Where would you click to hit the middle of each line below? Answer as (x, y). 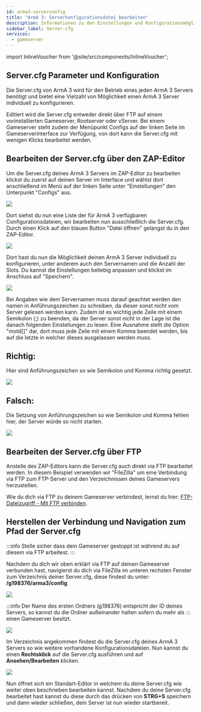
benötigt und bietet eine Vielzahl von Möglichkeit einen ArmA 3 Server (93, 96)
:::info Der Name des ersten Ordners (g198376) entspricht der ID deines (94, 606)
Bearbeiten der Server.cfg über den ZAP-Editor (96, 159)
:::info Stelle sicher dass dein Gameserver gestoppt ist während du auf (93, 546)
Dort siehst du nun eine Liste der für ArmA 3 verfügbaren (77, 215)
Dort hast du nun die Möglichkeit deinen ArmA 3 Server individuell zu (91, 257)
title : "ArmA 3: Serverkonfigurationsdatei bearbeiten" (77, 17)
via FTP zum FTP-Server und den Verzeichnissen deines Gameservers (93, 479)
